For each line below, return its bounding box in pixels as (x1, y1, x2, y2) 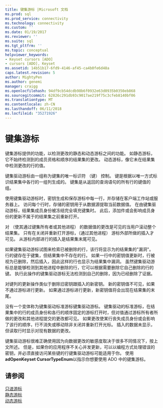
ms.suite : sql (5, 39, 34, 44)
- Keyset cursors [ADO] (5, 57, 53, 62)
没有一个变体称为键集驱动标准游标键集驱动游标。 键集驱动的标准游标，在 (5, 303, 151, 309)
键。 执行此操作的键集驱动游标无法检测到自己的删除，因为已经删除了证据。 (5, 271, 155, 276)
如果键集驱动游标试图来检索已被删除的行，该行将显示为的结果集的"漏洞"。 (5, 246, 154, 252)
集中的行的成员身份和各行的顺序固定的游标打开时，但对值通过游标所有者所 (9, 309, 158, 315)
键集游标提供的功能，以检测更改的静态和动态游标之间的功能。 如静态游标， (5, 150, 155, 156)
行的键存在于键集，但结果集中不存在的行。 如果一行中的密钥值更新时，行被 (5, 252, 155, 258)
